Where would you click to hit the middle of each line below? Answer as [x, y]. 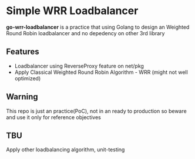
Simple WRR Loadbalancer [72, 11]
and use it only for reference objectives [53, 117]
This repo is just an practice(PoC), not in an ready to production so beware [96, 111]
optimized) [28, 78]
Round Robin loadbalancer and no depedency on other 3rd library [85, 33]
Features [23, 52]
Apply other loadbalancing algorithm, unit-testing [65, 150]
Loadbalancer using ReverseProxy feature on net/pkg [79, 66]
